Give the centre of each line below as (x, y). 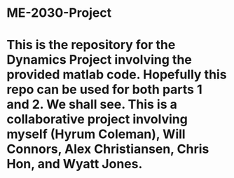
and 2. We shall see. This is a (92, 105)
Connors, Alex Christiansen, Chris (108, 149)
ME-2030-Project (59, 13)
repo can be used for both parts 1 (104, 90)
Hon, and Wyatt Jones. (75, 164)
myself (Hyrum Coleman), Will (96, 134)
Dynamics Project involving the (99, 60)
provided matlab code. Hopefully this (117, 75)
